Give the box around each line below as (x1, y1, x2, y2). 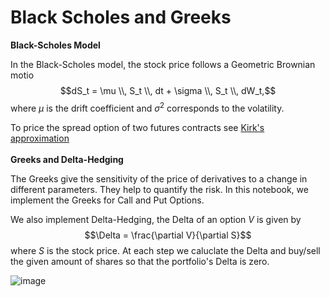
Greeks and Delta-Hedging (10, 153, 124, 165)
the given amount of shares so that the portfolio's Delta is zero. (10, 255, 270, 267)
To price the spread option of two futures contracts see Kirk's (10, 121, 265, 133)
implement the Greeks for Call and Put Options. (10, 194, 205, 206)
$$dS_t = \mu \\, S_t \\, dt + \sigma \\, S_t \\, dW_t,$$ (59, 84, 277, 96)
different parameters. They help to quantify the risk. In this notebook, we (10, 183, 309, 195)
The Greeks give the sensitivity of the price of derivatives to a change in (10, 172, 308, 185)
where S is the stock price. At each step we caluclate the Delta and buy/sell (10, 244, 321, 256)
